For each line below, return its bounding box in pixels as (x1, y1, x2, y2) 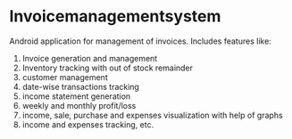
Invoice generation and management (21, 53, 158, 63)
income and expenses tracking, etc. (21, 119, 154, 130)
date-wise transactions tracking (21, 81, 140, 92)
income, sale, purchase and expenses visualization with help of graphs (21, 110, 283, 120)
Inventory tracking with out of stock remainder (21, 62, 194, 73)
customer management (21, 71, 109, 82)
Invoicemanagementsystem (9, 6, 221, 27)
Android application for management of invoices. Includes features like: (9, 36, 272, 46)
